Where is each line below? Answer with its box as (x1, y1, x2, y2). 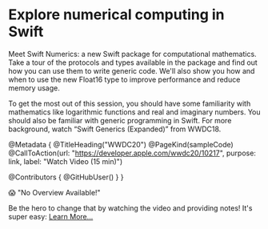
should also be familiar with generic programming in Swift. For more (8, 115, 232, 125)
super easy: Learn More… (8, 211, 94, 221)
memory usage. (8, 82, 60, 93)
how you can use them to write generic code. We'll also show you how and (8, 66, 255, 75)
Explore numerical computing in (8, 6, 226, 24)
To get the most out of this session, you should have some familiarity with (8, 98, 251, 108)
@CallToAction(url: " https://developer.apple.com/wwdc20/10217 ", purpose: (8, 148, 256, 158)
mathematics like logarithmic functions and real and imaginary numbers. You (8, 106, 261, 117)
